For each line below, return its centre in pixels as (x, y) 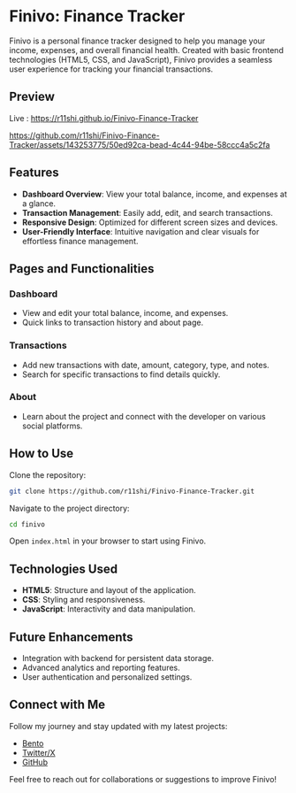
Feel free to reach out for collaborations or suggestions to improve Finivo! (143, 779)
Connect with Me (57, 705)
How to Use (42, 454)
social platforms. (52, 426)
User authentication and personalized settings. (107, 677)
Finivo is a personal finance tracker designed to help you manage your (137, 41)
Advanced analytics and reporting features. (101, 668)
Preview (32, 97)
